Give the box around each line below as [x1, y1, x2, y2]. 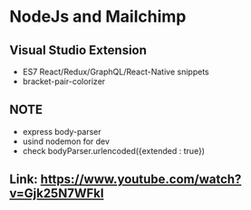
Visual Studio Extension [9, 43, 148, 58]
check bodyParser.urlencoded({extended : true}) [22, 145, 206, 156]
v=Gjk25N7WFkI [9, 186, 104, 201]
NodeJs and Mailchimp [9, 6, 187, 27]
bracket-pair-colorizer [22, 76, 106, 87]
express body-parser [22, 126, 101, 137]
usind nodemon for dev [22, 136, 111, 147]
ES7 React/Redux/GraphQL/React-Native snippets [22, 66, 210, 77]
